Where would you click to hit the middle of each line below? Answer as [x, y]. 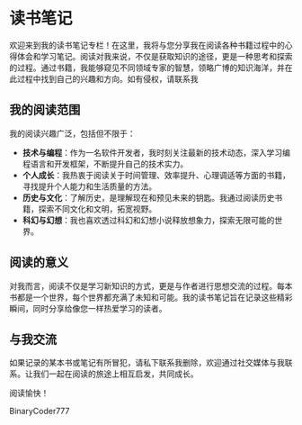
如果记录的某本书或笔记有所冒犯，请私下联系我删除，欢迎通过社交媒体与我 [147, 363]
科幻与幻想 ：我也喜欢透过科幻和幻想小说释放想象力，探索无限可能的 [148, 220]
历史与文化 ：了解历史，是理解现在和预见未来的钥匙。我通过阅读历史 [148, 197]
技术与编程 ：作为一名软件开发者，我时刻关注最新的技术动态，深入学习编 [156, 152]
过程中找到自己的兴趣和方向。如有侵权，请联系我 [107, 78]
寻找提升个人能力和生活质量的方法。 [89, 186]
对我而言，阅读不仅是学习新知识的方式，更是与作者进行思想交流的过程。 [143, 285]
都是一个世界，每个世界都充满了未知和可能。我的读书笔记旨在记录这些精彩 [155, 297]
